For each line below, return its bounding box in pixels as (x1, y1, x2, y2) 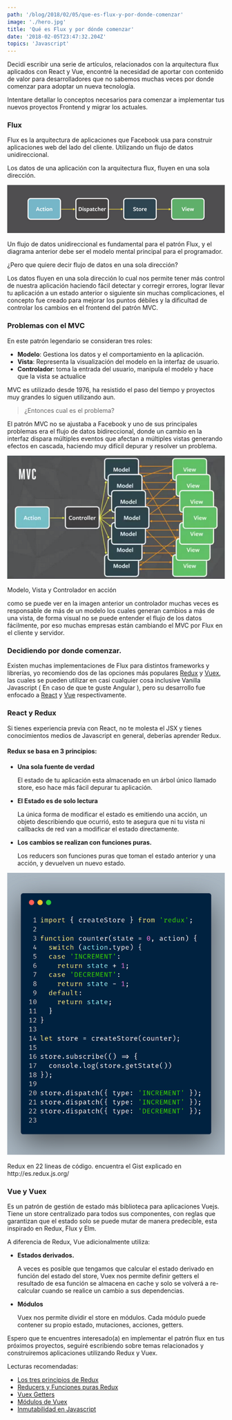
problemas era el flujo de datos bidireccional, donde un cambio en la (7, 427, 202, 435)
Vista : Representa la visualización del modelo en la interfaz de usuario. (17, 357, 220, 366)
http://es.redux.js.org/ (7, 1170, 70, 1178)
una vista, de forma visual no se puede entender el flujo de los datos (7, 614, 202, 622)
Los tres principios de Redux (17, 1376, 99, 1384)
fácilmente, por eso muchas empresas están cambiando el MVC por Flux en (7, 621, 223, 629)
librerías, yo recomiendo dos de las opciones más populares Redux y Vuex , (7, 669, 221, 677)
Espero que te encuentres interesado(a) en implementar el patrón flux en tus (7, 1334, 225, 1343)
